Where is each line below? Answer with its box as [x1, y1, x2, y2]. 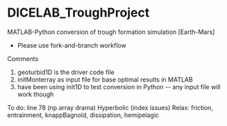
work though [17, 90, 54, 98]
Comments [7, 54, 39, 63]
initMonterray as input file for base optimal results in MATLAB [17, 75, 193, 84]
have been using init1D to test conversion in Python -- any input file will [17, 82, 221, 91]
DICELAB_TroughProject [7, 5, 150, 21]
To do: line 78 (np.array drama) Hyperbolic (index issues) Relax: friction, [7, 103, 214, 111]
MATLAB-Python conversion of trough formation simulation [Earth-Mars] [7, 28, 215, 36]
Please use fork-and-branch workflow [17, 41, 126, 49]
